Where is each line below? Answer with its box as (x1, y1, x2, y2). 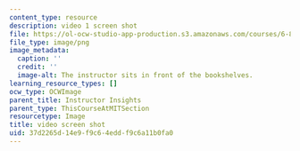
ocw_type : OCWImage (9, 87, 82, 96)
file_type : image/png (9, 37, 90, 47)
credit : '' (17, 63, 58, 72)
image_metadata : (9, 46, 70, 55)
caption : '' (17, 54, 62, 63)
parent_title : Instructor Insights (9, 95, 142, 105)
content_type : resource (9, 12, 98, 22)
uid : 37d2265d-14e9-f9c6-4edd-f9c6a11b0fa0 (9, 129, 174, 138)
